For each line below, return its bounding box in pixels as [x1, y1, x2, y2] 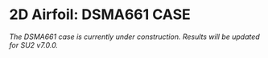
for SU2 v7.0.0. [9, 40, 59, 49]
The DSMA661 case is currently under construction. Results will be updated [9, 32, 260, 41]
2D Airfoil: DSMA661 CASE [9, 6, 192, 24]
